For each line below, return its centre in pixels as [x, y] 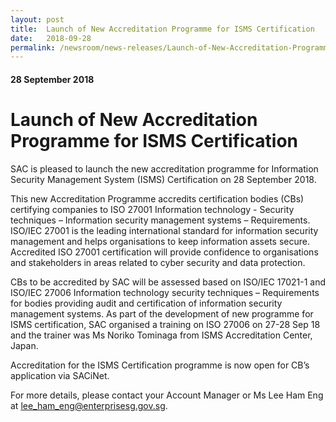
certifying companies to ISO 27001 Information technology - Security [152, 209]
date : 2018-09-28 [51, 38]
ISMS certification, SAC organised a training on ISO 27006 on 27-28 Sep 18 [165, 324]
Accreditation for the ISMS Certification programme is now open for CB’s [160, 365]
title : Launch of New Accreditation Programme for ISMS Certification [162, 29]
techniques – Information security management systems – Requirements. [160, 220]
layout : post [37, 19]
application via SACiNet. [60, 375]
